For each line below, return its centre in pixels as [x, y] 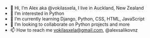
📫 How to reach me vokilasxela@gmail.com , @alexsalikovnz [74, 30]
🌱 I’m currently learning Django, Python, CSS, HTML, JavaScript [77, 19]
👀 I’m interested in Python [37, 13]
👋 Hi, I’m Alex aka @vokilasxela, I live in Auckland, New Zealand [77, 8]
